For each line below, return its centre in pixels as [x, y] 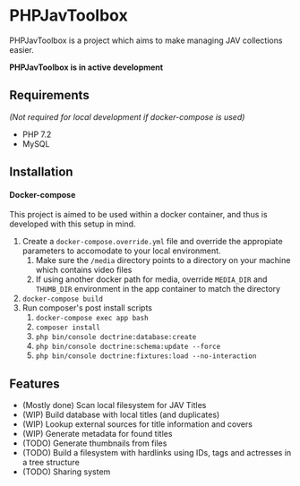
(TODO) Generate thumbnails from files [94, 443]
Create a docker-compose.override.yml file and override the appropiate [153, 242]
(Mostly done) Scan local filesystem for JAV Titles [114, 405]
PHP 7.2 [37, 134]
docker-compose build [62, 299]
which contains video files [84, 270]
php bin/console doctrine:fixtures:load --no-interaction [146, 356]
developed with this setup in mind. [73, 224]
